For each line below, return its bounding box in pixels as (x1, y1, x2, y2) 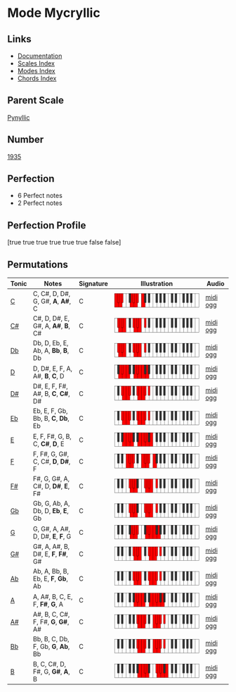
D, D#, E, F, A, (32, 364, 72, 373)
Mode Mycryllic (7, 5, 100, 21)
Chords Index (17, 74, 57, 82)
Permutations (7, 259, 68, 271)
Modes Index (17, 67, 55, 75)
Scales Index (17, 59, 55, 68)
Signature (78, 279, 109, 288)
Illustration (140, 279, 173, 288)
